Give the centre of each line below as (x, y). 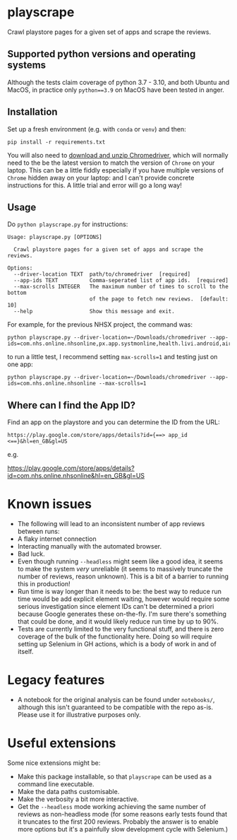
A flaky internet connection (57, 539)
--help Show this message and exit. (94, 312)
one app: (20, 364)
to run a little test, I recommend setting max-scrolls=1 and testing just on (113, 357)
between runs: (38, 532)
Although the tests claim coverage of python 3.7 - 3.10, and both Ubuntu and (119, 82)
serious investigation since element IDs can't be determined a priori (116, 607)
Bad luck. (31, 554)
